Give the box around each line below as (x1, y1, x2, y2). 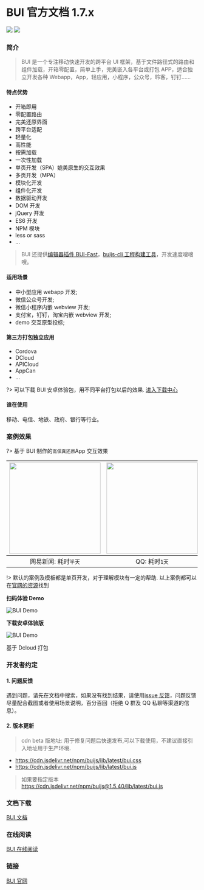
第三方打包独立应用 (6, 334, 55, 341)
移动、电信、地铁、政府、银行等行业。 (6, 416, 102, 423)
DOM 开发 (15, 202, 41, 209)
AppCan (15, 366, 36, 374)
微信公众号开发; (15, 296, 55, 303)
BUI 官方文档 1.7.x (6, 5, 95, 19)
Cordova (15, 348, 37, 355)
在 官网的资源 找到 (6, 582, 49, 589)
